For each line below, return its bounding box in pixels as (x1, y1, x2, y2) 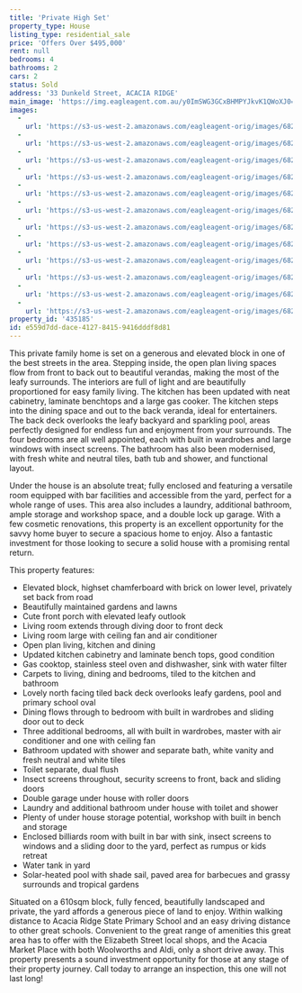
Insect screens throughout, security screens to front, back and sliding (22, 774, 281, 784)
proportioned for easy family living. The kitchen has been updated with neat (9, 387, 290, 396)
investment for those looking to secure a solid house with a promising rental (9, 538, 290, 548)
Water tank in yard (22, 860, 91, 870)
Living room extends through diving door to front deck (22, 621, 224, 631)
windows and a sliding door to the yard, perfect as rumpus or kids (22, 841, 267, 852)
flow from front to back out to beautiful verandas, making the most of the (9, 367, 280, 378)
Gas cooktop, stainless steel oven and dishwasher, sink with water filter (22, 659, 288, 670)
